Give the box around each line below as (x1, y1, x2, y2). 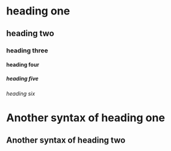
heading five (6, 75, 39, 82)
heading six (6, 90, 36, 97)
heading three (6, 46, 48, 55)
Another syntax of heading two (6, 135, 126, 145)
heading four (6, 61, 40, 69)
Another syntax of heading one (6, 111, 166, 125)
